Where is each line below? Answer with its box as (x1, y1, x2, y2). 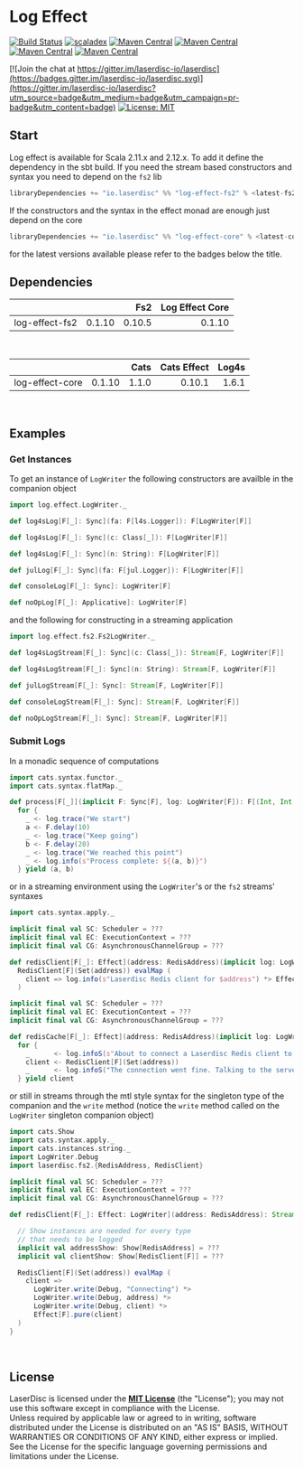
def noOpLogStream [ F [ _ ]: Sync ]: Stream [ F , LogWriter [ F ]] (9, 714, 228, 723)
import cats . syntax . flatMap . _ (9, 781, 124, 791)
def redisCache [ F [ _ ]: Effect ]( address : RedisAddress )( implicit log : (9, 1032, 272, 1041)
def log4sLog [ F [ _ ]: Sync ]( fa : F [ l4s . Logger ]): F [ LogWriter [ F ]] (9, 517, 252, 526)
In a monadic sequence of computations (9, 755, 160, 766)
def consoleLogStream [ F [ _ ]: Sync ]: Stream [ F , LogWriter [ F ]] (9, 697, 241, 706)
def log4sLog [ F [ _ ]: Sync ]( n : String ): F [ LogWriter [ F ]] (9, 549, 220, 558)
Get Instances (9, 453, 72, 465)
